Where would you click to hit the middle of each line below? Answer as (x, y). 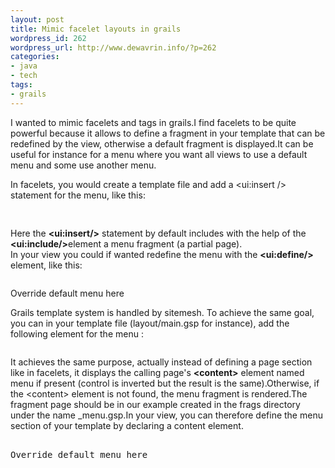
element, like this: (46, 265)
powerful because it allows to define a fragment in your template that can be (168, 133)
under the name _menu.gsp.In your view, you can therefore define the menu (166, 415)
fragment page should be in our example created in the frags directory (155, 404)
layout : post (37, 19)
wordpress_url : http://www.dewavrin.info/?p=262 (113, 47)
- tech (24, 76)
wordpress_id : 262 (48, 38)
